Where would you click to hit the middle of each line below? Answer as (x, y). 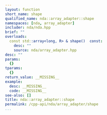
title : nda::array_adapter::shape (40, 100)
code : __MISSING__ (28, 91)
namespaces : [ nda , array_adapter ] (40, 23)
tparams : (14, 68)
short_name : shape (23, 14)
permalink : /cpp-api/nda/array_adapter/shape (52, 104)
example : (14, 82)
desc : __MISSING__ (28, 86)
